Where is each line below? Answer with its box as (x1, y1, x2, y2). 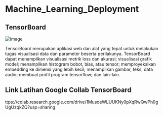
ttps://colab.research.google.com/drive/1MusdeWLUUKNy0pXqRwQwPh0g (5, 99, 159, 105)
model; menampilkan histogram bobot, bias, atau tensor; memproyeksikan (5, 61, 156, 67)
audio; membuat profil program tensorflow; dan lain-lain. (5, 72, 120, 77)
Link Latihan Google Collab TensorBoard (5, 86, 132, 94)
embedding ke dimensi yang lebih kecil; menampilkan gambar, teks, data (5, 66, 153, 72)
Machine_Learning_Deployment (5, 3, 139, 15)
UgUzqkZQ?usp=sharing (5, 104, 56, 110)
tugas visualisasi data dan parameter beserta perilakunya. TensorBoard (5, 51, 151, 57)
